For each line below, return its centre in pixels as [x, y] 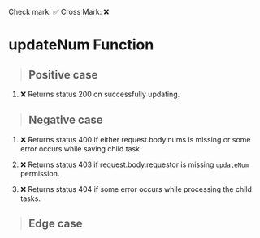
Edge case [55, 224]
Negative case [65, 120]
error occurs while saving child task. [81, 148]
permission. [40, 173]
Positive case [63, 75]
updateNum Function [81, 45]
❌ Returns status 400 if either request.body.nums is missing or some [135, 139]
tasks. [30, 198]
